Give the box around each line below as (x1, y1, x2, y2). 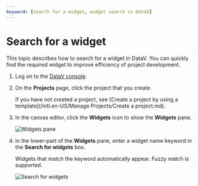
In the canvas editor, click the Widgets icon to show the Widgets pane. (14, 113, 192, 121)
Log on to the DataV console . (14, 73, 87, 80)
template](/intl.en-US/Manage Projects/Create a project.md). (14, 102, 166, 109)
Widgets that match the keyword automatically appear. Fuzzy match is (14, 155, 190, 162)
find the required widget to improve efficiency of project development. (6, 61, 181, 68)
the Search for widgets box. (14, 143, 85, 151)
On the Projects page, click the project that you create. (14, 84, 152, 91)
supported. (14, 161, 43, 169)
